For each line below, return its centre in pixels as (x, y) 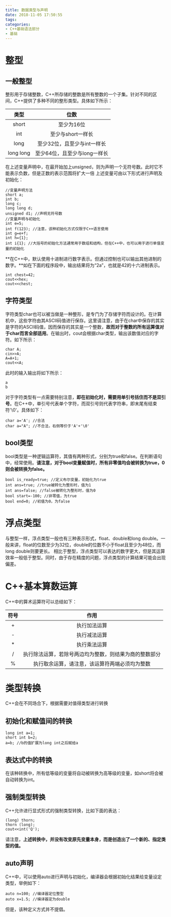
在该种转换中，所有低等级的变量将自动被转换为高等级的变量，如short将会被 (84, 773)
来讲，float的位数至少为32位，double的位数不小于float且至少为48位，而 (85, 544)
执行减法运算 (92, 635)
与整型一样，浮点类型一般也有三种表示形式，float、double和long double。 (83, 538)
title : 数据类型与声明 (27, 10)
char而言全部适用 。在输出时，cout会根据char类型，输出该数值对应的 (82, 333)
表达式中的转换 (29, 760)
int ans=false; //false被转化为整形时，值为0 (50, 490)
